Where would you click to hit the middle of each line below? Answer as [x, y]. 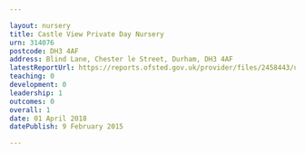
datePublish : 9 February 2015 [67, 127]
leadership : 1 [36, 93]
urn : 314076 [32, 43]
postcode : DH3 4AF [44, 51]
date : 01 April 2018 [49, 119]
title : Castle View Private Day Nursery [87, 34]
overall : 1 [30, 110]
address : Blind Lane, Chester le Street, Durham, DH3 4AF [121, 60]
